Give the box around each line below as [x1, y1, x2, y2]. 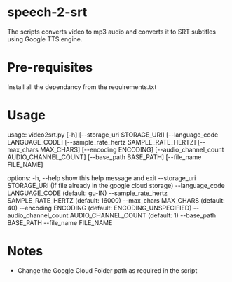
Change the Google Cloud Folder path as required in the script [17, 266, 198, 274]
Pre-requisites [7, 60, 93, 76]
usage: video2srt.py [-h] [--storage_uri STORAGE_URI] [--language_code [7, 130, 219, 139]
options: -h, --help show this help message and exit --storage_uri [7, 173, 196, 182]
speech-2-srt [7, 4, 88, 20]
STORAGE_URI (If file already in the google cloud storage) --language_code [7, 181, 226, 189]
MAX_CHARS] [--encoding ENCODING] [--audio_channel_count [39, 145, 224, 154]
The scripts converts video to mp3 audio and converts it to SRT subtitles [7, 27, 216, 36]
